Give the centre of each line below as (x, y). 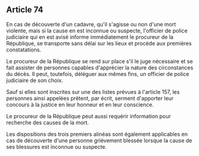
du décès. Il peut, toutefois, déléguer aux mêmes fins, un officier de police (98, 74)
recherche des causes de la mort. (48, 123)
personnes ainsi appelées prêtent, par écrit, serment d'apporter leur (90, 98)
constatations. (24, 50)
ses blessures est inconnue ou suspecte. (56, 146)
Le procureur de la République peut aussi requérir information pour (89, 116)
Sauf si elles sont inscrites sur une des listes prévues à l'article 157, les (93, 91)
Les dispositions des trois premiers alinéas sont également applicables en (97, 134)
